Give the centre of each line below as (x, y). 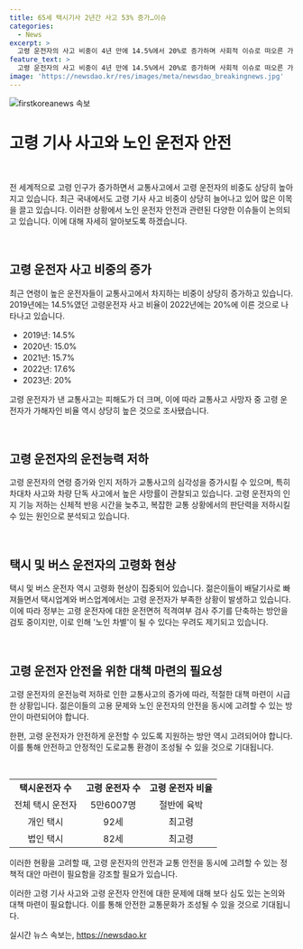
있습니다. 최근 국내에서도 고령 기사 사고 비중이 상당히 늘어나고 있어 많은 (151, 198)
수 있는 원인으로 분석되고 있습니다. (69, 516)
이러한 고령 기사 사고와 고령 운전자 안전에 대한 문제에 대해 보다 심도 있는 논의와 (147, 893)
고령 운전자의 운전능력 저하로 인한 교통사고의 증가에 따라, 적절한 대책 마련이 (142, 694)
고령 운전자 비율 (181, 788)
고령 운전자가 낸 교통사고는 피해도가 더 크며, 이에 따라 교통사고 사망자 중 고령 (144, 399)
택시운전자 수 (46, 788)
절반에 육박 (181, 805)
